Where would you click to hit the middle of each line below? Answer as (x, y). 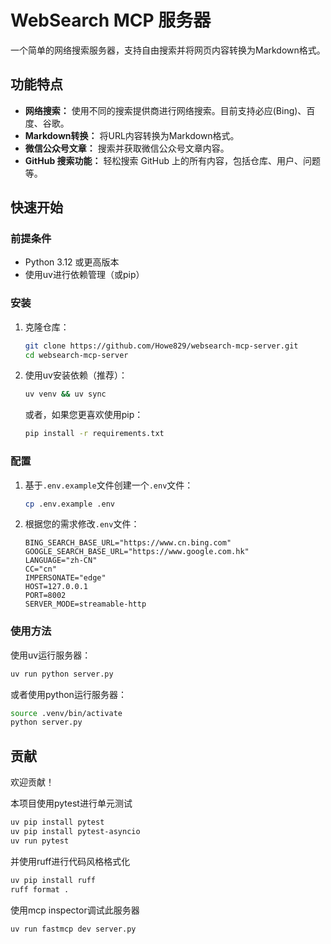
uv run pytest (40, 841)
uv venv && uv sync (65, 394)
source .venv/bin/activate (66, 713)
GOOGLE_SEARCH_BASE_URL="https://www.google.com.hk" (137, 552)
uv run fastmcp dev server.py (73, 929)
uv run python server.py (62, 674)
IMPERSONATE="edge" (65, 578)
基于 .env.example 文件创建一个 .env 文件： (109, 485)
